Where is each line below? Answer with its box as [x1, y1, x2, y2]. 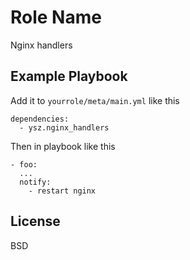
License [10, 213, 61, 230]
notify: [19, 177, 52, 187]
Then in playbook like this [10, 140, 116, 152]
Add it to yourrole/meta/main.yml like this [10, 94, 180, 106]
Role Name [10, 6, 102, 29]
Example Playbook [10, 68, 128, 85]
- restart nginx [28, 186, 97, 196]
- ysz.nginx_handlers [19, 122, 110, 133]
